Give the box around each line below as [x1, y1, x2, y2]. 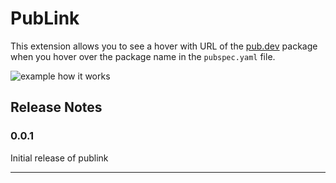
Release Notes [10, 99, 103, 116]
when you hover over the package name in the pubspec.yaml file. [10, 50, 276, 62]
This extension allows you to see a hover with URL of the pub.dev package [10, 40, 318, 52]
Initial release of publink [10, 152, 109, 164]
